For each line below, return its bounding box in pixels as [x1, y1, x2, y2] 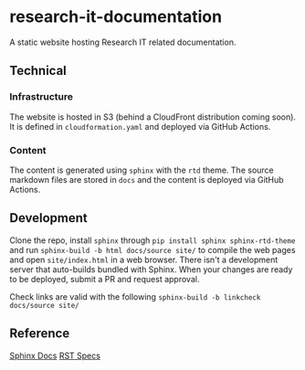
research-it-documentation [9, 6, 222, 27]
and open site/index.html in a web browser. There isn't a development [9, 254, 279, 265]
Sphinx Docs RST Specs [9, 350, 100, 361]
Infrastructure [9, 90, 74, 103]
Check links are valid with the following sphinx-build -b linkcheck [9, 291, 261, 302]
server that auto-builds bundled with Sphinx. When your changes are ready [9, 263, 293, 275]
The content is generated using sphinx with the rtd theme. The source [9, 164, 274, 175]
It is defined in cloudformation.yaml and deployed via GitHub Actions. [9, 121, 271, 132]
